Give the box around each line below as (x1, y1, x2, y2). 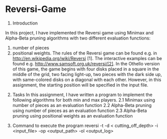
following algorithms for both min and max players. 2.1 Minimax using (12, 96, 155, 103)
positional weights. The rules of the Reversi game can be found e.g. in (12, 50, 157, 56)
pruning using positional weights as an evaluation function (12, 112, 133, 118)
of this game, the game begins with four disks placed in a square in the (12, 66, 159, 72)
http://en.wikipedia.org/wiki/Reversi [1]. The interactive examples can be (12, 55, 162, 61)
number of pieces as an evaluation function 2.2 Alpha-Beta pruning (12, 102, 152, 108)
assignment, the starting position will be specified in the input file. (12, 81, 149, 88)
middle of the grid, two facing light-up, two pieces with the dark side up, (12, 71, 162, 77)
